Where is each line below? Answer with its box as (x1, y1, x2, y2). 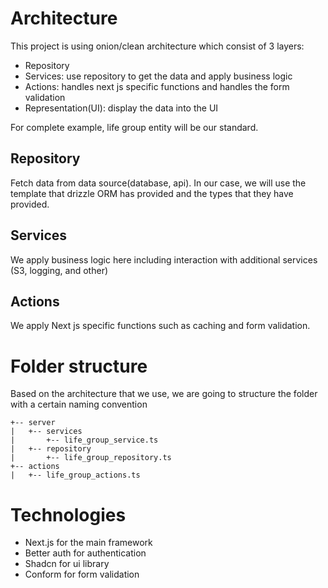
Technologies (10, 503, 127, 526)
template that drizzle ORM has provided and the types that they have (10, 187, 294, 199)
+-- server (10, 418, 56, 428)
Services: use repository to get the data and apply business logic (24, 70, 293, 82)
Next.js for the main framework (24, 537, 153, 549)
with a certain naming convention (10, 398, 148, 411)
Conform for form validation (24, 568, 140, 581)
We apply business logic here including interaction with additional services (10, 253, 318, 266)
